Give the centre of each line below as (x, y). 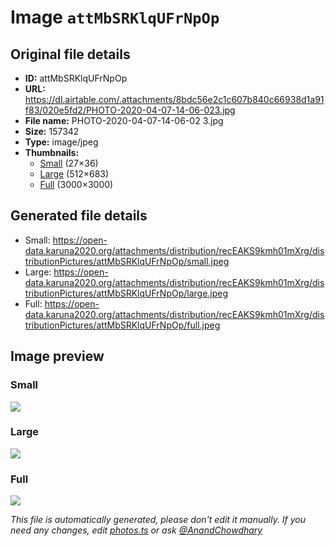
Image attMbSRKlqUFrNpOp (115, 17)
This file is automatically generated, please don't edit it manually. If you (158, 520)
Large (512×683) (74, 174)
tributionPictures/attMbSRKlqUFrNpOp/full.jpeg (122, 325)
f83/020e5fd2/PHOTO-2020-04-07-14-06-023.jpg (130, 110)
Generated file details (79, 216)
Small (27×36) (69, 163)
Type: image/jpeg (61, 142)
